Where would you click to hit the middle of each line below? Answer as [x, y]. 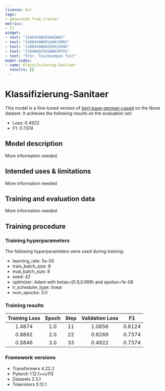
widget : [13, 33]
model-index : [19, 61]
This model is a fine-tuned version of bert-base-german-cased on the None [83, 108]
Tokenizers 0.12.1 [29, 384]
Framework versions [30, 358]
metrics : [14, 24]
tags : [11, 14]
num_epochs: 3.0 [30, 293]
